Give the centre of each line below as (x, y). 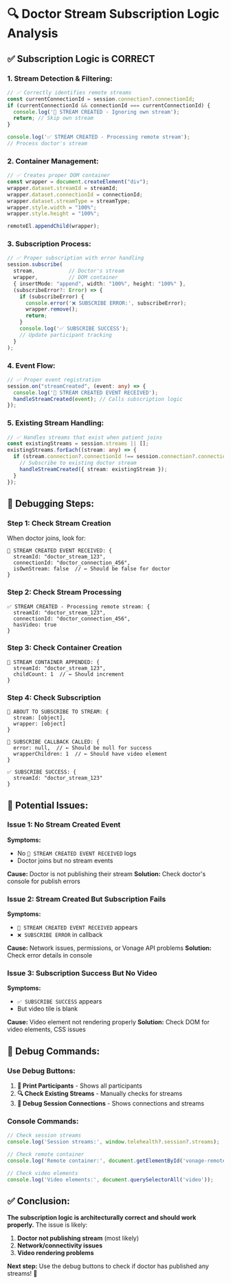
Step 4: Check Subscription (54, 697)
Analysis (33, 33)
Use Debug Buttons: (41, 1070)
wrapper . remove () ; (52, 309)
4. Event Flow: (31, 365)
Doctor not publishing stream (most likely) (78, 1239)
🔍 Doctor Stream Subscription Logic (113, 14)
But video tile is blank (47, 1009)
